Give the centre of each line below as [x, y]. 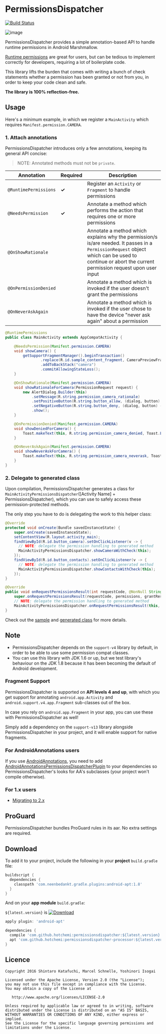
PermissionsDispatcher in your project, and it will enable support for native [81, 732]
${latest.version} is [26, 913]
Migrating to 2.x [28, 800]
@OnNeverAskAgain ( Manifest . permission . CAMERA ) [63, 447]
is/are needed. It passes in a [120, 243]
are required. [18, 833]
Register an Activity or [114, 184]
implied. [14, 1019]
